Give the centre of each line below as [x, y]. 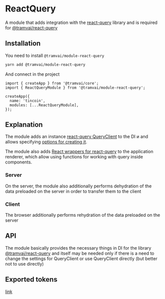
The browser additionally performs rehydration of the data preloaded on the [83, 215]
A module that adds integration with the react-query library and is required [81, 22]
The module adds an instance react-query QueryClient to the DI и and [77, 137]
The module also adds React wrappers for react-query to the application [79, 151]
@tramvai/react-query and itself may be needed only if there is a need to [80, 253]
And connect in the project [32, 74]
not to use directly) [24, 264]
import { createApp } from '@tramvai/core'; [52, 83]
